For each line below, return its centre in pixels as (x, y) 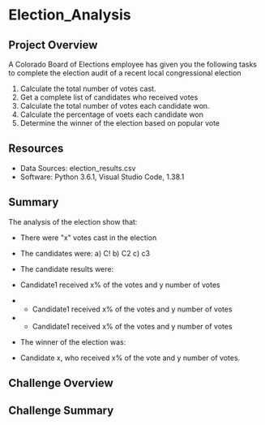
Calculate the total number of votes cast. (88, 88)
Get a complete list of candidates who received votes (109, 97)
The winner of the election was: (73, 341)
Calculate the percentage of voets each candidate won (112, 114)
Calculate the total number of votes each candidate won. (115, 106)
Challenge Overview (61, 383)
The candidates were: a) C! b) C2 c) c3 (85, 253)
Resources (36, 149)
